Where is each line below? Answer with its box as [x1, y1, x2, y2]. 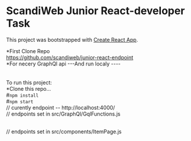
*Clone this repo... [6, 85, 51, 92]
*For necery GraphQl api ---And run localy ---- [6, 60, 121, 67]
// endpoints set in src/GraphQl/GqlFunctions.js [6, 110, 121, 117]
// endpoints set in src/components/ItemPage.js [6, 128, 122, 135]
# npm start [6, 97, 34, 104]
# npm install [6, 91, 39, 99]
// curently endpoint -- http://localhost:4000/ [6, 104, 116, 111]
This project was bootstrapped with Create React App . [6, 36, 139, 43]
